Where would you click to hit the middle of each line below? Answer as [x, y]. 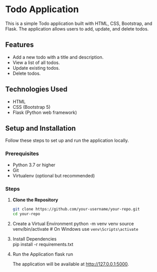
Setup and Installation [41, 128]
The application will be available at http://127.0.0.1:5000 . [71, 264]
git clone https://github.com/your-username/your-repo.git [76, 209]
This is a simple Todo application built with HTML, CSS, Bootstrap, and [79, 23]
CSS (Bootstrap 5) [31, 107]
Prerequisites [22, 154]
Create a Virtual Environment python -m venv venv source [73, 223]
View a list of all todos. [36, 63]
